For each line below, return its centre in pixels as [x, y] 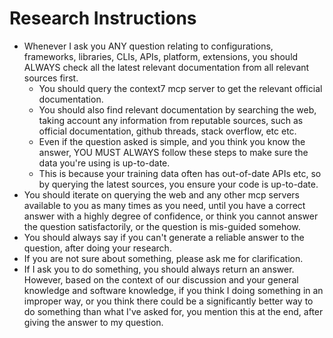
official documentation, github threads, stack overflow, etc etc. [167, 131]
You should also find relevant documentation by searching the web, [177, 109]
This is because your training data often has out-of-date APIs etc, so [180, 173]
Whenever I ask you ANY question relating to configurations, [148, 46]
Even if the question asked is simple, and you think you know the [172, 141]
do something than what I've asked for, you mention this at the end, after [173, 311]
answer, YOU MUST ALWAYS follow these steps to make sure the [173, 152]
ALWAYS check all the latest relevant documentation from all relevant [166, 67]
